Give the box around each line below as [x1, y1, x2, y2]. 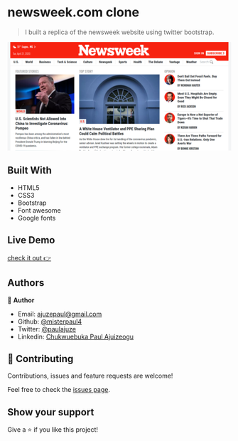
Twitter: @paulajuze [17, 324, 77, 333]
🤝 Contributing [7, 353, 74, 365]
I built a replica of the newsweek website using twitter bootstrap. [24, 28, 215, 36]
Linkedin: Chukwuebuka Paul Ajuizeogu [17, 332, 134, 341]
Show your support [7, 406, 94, 418]
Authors [7, 277, 45, 289]
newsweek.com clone [7, 4, 140, 21]
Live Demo [7, 234, 55, 246]
